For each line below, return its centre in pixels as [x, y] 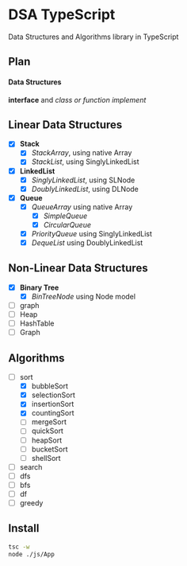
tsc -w [19, 547]
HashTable [37, 323]
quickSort [47, 431]
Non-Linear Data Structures [78, 268]
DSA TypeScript [62, 15]
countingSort [53, 413]
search [31, 466]
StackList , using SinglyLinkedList [86, 162]
